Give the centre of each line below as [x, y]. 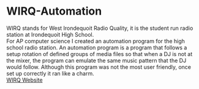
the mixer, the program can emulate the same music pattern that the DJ [96, 60]
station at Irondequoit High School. [50, 34]
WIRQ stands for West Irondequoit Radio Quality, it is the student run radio [100, 28]
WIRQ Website [24, 80]
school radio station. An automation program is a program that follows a [97, 48]
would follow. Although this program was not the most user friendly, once [99, 67]
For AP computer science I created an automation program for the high [96, 41]
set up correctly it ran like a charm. [51, 73]
